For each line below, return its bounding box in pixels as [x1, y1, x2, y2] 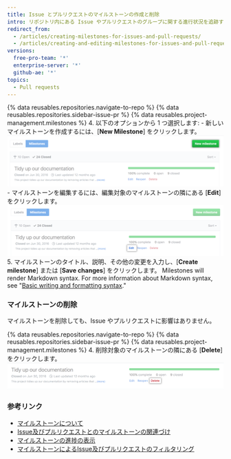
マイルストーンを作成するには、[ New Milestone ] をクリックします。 [7, 127, 201, 136]
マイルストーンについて [16, 418, 84, 427]
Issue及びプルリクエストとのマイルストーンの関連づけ [16, 427, 170, 436]
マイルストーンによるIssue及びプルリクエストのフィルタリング [16, 445, 195, 453]
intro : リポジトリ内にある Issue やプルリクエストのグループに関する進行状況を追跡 [7, 18, 219, 25]
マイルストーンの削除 [7, 299, 78, 309]
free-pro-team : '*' [13, 55, 69, 62]
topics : [7, 76, 30, 83]
